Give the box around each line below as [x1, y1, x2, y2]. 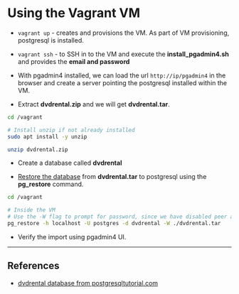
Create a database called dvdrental [17, 158, 122, 168]
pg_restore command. [17, 180, 84, 189]
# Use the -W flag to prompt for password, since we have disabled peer [7, 213, 228, 221]
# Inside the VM [7, 207, 55, 214]
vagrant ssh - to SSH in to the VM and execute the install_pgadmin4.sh [17, 50, 230, 58]
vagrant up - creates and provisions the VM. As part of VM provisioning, [17, 28, 230, 37]
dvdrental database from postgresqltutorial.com [17, 278, 159, 287]
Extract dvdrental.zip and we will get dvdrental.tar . [17, 99, 171, 108]
